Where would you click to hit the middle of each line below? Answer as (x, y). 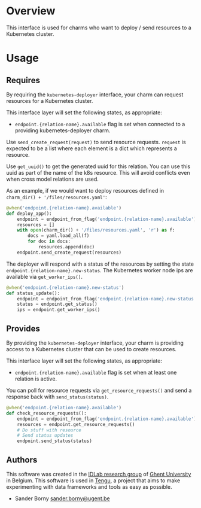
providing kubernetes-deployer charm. (63, 130)
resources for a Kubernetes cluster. (50, 101)
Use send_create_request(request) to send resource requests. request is (96, 142)
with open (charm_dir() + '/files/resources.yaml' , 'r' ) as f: (96, 230)
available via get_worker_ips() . (44, 276)
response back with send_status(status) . (57, 397)
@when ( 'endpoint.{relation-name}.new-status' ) (65, 288)
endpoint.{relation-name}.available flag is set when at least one (96, 372)
